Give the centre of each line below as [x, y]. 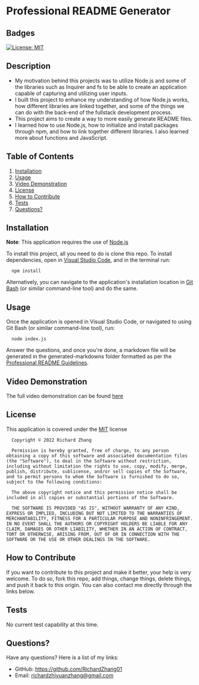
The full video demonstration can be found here [65, 396]
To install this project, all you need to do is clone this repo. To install [89, 254]
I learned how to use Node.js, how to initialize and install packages [97, 125]
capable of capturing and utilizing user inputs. [71, 93]
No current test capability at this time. [52, 624]
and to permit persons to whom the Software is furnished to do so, [93, 476]
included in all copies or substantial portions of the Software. [90, 497]
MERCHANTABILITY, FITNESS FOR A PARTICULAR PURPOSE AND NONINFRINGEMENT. [100, 518]
